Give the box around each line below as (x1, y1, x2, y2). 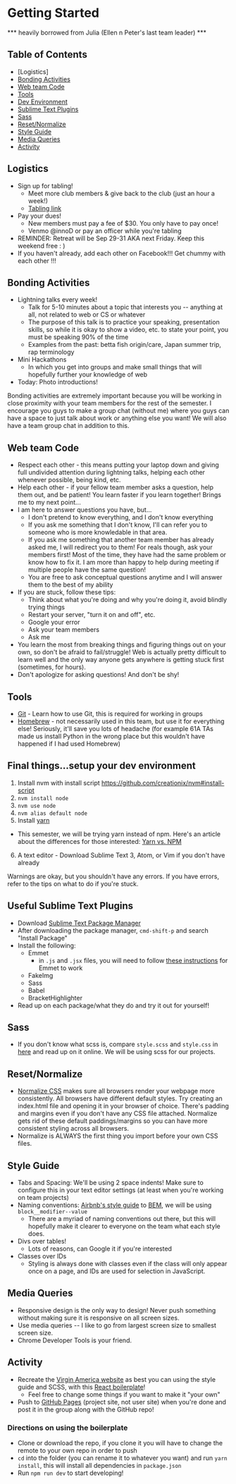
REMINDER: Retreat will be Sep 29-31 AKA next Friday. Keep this (17, 234, 205, 243)
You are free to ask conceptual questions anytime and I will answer (27, 573, 223, 582)
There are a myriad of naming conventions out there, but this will (27, 1215, 216, 1223)
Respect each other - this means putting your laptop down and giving (17, 460, 220, 470)
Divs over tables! (17, 1237, 67, 1246)
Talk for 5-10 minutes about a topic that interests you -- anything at (27, 303, 223, 312)
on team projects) (17, 1194, 69, 1202)
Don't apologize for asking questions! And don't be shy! (17, 670, 180, 679)
